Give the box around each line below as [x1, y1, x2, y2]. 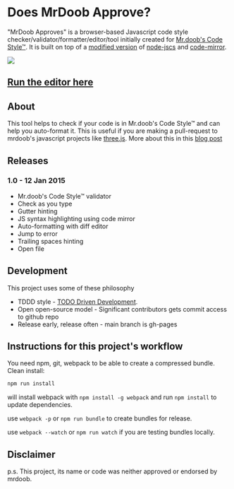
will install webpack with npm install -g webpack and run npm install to [7, 393, 217, 401]
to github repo [17, 312, 59, 321]
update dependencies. [7, 401, 73, 409]
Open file [17, 245, 44, 253]
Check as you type [17, 199, 73, 208]
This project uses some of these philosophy [7, 283, 135, 292]
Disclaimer [7, 448, 56, 460]
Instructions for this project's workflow [7, 341, 183, 353]
